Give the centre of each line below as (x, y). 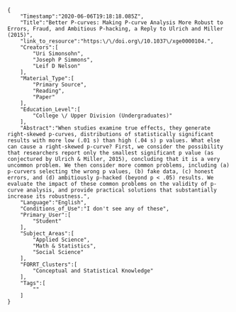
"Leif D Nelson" (57, 66)
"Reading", (49, 91)
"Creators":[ (39, 48)
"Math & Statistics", (65, 246)
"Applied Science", (62, 240)
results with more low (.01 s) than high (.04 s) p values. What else (114, 140)
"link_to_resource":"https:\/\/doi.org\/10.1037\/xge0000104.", (117, 41)
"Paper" (44, 97)
